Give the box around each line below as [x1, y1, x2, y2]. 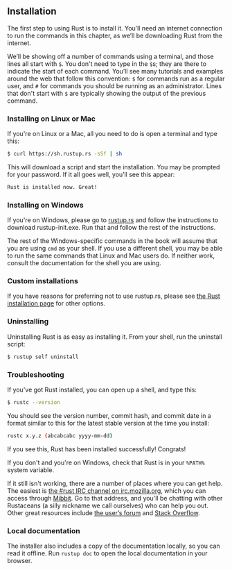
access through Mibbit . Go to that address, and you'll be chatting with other [7, 494, 223, 502]
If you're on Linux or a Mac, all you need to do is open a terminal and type [7, 130, 218, 138]
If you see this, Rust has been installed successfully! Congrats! [7, 444, 186, 453]
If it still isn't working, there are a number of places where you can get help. [7, 479, 223, 487]
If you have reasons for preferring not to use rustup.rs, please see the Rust [7, 292, 220, 301]
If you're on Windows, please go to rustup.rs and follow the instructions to [7, 216, 219, 224]
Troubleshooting [7, 369, 64, 379]
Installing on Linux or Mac [7, 114, 96, 124]
